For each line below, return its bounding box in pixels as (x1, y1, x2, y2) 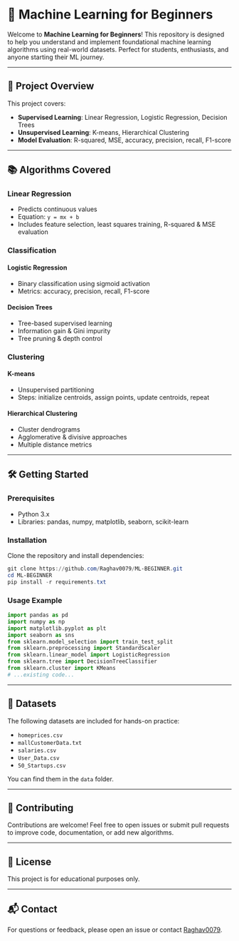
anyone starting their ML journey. (7, 53, 105, 61)
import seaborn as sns (7, 631, 75, 639)
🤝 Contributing (7, 802, 74, 814)
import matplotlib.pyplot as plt (7, 624, 107, 632)
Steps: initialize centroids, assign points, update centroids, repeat (17, 392, 210, 402)
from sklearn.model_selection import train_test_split (7, 638, 174, 645)
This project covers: (7, 99, 66, 108)
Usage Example (7, 595, 63, 605)
